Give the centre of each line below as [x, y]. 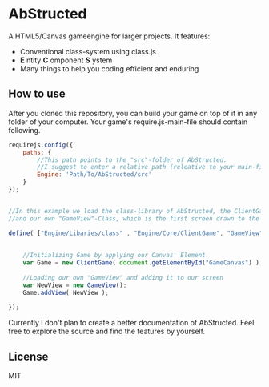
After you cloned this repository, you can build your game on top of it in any [133, 113]
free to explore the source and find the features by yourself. [107, 331]
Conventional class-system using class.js [88, 51]
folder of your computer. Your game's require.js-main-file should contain [128, 122]
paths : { [37, 152]
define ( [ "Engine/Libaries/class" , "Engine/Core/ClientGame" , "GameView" [136, 233]
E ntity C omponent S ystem [66, 60]
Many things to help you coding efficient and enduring [109, 68]
